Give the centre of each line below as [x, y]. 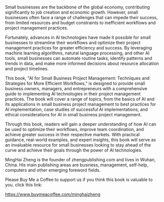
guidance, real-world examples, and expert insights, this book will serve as [81, 140]
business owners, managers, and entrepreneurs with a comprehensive [76, 88]
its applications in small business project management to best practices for [81, 104]
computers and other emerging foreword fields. [53, 170]
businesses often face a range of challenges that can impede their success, [82, 17]
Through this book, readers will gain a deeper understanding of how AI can [81, 124]
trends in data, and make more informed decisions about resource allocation [82, 63]
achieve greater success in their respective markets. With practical [72, 135]
